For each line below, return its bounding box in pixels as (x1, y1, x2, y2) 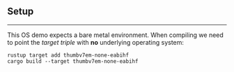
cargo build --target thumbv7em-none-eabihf (7, 57, 139, 65)
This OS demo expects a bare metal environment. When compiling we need (7, 31, 224, 39)
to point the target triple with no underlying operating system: (7, 38, 185, 46)
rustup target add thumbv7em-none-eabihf (7, 52, 130, 59)
